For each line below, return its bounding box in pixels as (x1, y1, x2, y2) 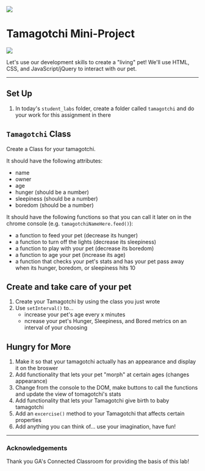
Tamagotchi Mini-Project (6, 27, 135, 41)
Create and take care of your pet (6, 281, 132, 292)
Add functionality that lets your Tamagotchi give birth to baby (15, 397, 170, 404)
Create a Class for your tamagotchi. (6, 145, 96, 152)
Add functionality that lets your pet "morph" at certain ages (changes (15, 371, 190, 379)
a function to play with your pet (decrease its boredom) (15, 245, 154, 252)
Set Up (6, 89, 32, 99)
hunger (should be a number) (15, 188, 90, 196)
